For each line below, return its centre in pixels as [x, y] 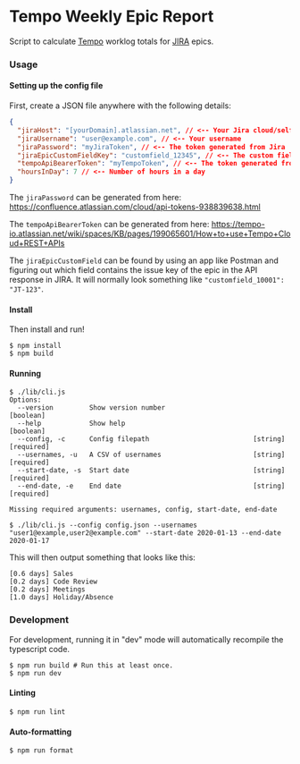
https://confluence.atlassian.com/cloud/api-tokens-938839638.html [135, 207]
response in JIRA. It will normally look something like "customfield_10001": [147, 280]
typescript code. [39, 649]
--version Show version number [92, 408]
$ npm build [31, 354]
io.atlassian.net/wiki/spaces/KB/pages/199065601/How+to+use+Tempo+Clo [150, 233]
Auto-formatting [41, 732]
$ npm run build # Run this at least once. [92, 665]
